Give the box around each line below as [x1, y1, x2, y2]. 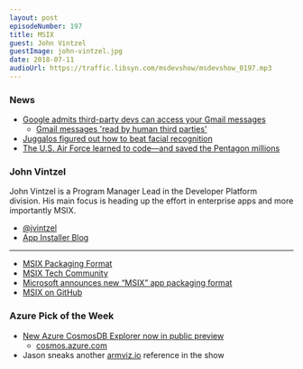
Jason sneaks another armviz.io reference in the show [22, 349, 225, 360]
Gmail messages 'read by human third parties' [35, 124, 207, 135]
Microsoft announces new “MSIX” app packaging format [22, 278, 233, 289]
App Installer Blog [22, 232, 89, 243]
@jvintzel [22, 222, 57, 233]
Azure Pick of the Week [9, 309, 115, 322]
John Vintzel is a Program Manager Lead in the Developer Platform [9, 186, 258, 197]
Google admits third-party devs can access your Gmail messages [22, 114, 266, 125]
